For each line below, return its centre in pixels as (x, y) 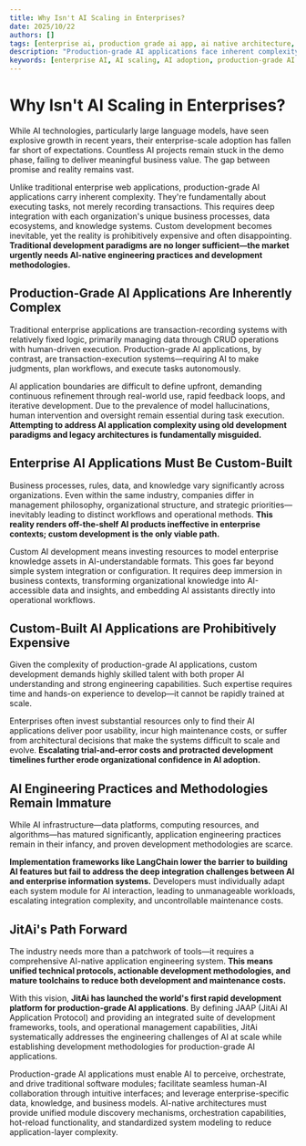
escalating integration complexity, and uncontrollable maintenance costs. (147, 901)
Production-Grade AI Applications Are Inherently (151, 293)
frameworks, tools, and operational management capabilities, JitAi (133, 1027)
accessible (30, 590)
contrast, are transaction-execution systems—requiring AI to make (134, 359)
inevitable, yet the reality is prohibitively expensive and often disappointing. (151, 235)
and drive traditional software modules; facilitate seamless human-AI (138, 1083)
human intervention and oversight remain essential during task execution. (147, 415)
